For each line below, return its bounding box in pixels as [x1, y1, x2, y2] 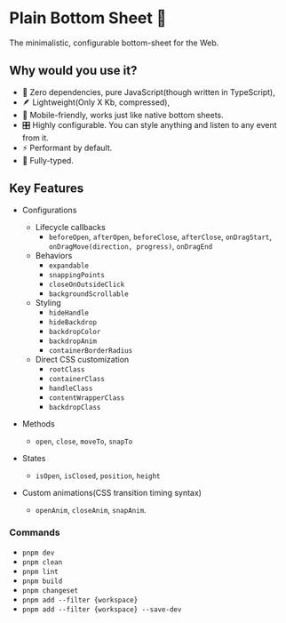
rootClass [48, 364, 85, 374]
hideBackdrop [48, 317, 98, 327]
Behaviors [35, 250, 73, 260]
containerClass [48, 374, 105, 383]
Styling [35, 297, 62, 308]
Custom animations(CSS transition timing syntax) [21, 487, 203, 498]
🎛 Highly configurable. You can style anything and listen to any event [21, 119, 277, 130]
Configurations [21, 204, 77, 215]
